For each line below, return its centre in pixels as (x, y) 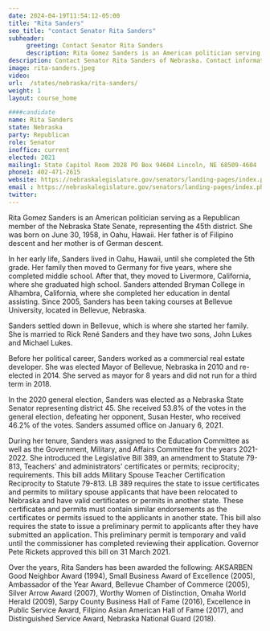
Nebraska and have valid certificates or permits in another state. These (126, 500)
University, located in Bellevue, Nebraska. (78, 309)
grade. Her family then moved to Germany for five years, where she (120, 267)
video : (19, 76)
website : (23, 180)
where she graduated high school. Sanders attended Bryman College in (127, 284)
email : (21, 187)
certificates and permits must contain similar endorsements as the (118, 509)
